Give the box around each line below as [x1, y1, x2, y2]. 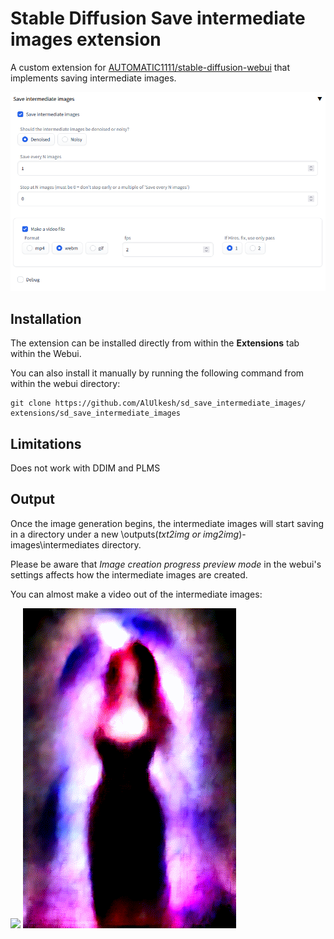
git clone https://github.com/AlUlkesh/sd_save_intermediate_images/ [10, 398, 307, 409]
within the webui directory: [10, 378, 121, 390]
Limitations [10, 435, 82, 452]
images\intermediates [10, 538, 100, 551]
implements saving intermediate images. [10, 72, 177, 84]
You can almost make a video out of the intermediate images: [10, 588, 263, 600]
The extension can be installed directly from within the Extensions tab [10, 337, 300, 349]
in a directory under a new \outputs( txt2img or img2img [10, 528, 240, 540]
